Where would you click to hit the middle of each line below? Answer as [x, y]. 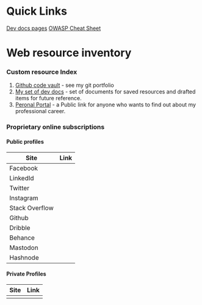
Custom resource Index [42, 72]
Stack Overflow [31, 208]
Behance [22, 238]
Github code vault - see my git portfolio [64, 85]
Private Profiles [27, 274]
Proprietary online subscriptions [56, 127]
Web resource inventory [69, 53]
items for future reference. [49, 98]
